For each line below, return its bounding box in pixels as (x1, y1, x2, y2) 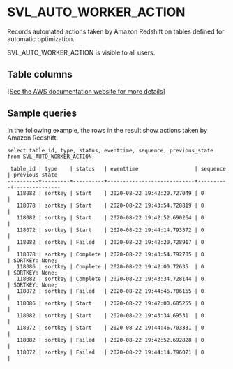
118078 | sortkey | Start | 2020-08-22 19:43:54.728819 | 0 (16, 202, 204, 209)
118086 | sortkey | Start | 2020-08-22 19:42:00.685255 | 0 (16, 300, 204, 307)
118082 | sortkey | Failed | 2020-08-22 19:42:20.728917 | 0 (16, 238, 204, 245)
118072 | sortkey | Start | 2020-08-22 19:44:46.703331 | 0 (16, 324, 204, 331)
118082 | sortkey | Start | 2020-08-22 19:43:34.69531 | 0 (16, 312, 204, 319)
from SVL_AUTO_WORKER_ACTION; (7, 153, 96, 160)
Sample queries (7, 108, 77, 120)
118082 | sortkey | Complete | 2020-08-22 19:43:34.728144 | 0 (16, 275, 204, 282)
